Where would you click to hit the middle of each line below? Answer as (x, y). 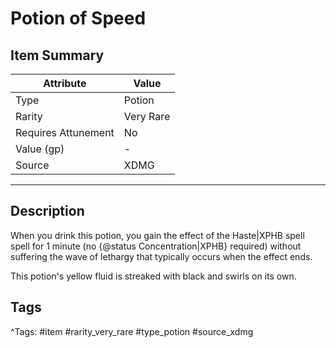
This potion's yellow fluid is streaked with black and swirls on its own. (153, 276)
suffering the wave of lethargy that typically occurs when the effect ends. (161, 256)
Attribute (65, 83)
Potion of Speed (78, 18)
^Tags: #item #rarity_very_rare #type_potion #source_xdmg (132, 331)
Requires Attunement (65, 132)
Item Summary (57, 55)
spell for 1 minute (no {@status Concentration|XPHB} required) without (156, 246)
